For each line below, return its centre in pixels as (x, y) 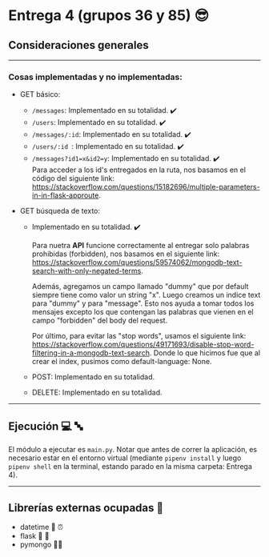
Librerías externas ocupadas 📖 (86, 508)
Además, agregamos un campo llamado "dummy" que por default (140, 287)
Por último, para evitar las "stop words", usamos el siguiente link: (139, 336)
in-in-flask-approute (65, 195)
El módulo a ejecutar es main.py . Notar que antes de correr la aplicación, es (133, 450)
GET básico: (40, 94)
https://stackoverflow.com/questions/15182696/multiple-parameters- (146, 187)
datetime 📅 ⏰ (42, 527)
